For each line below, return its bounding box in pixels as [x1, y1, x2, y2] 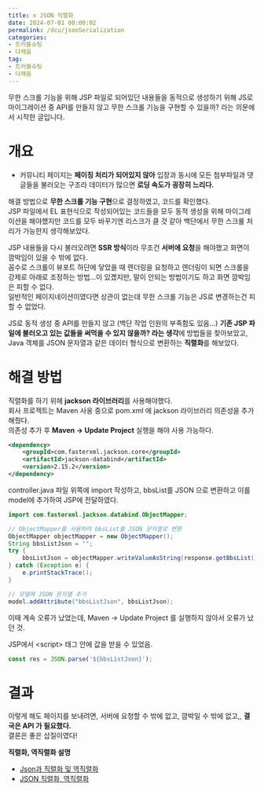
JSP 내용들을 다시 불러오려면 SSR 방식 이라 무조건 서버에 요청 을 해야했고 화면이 [8, 243, 250, 252]
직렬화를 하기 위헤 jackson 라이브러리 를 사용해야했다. [8, 396, 173, 405]
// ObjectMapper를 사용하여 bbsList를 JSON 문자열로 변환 [8, 525, 182, 533]
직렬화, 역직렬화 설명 [8, 748, 71, 757]
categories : [8, 33, 47, 42]
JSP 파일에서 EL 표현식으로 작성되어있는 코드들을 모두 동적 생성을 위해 [8, 206, 224, 216]
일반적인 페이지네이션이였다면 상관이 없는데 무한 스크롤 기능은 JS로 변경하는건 [8, 291, 247, 301]
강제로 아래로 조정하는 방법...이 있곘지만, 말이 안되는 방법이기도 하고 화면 [8, 272, 230, 281]
